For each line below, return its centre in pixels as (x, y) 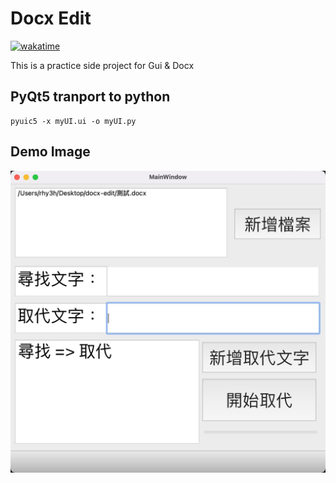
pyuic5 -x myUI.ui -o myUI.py (73, 121)
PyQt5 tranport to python (90, 97)
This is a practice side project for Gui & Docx (102, 65)
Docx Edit (51, 18)
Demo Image (50, 152)
